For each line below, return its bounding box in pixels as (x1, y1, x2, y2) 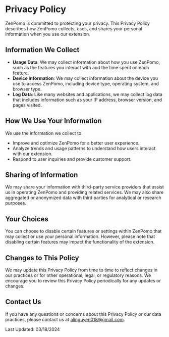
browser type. (12, 86, 42, 92)
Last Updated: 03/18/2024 (5, 326, 60, 332)
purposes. (5, 200, 27, 206)
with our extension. (12, 151, 53, 157)
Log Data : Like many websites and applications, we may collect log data (12, 91, 162, 97)
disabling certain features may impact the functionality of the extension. (5, 239, 155, 245)
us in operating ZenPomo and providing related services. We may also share (5, 189, 164, 196)
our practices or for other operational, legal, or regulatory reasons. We (5, 272, 151, 278)
